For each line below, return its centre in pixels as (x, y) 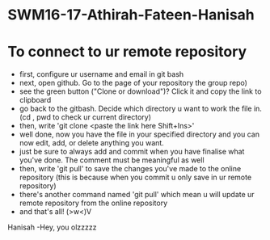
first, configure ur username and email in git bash (101, 74)
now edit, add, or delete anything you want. (92, 143)
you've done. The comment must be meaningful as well (112, 160)
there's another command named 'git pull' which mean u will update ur (137, 195)
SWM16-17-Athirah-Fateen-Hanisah (131, 15)
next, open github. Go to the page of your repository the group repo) (133, 83)
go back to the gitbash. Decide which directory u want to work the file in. (140, 109)
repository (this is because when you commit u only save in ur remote (135, 177)
